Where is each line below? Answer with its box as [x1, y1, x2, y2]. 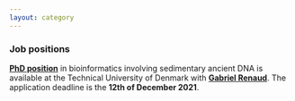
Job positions [9, 42, 70, 55]
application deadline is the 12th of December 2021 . [9, 81, 200, 92]
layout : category [9, 13, 75, 22]
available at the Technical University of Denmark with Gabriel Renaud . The [9, 72, 286, 83]
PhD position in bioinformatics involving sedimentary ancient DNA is [9, 63, 264, 73]
